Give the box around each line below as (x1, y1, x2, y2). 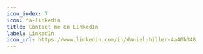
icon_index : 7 (6, 10, 49, 18)
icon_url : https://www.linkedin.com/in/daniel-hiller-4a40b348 (6, 36, 197, 43)
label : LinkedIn (6, 29, 54, 37)
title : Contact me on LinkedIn (6, 23, 99, 30)
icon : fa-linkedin (6, 17, 61, 24)
